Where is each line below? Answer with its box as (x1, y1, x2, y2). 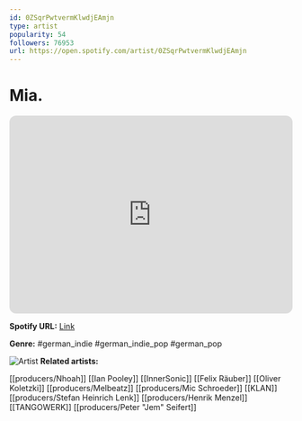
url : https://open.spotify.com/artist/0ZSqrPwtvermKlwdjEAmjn (9, 47, 247, 56)
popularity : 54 (9, 30, 67, 39)
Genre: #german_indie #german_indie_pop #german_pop (9, 338, 223, 349)
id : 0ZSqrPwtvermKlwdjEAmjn (9, 13, 115, 22)
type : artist (9, 22, 58, 31)
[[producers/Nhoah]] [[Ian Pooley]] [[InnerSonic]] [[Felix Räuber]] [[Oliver (9, 373, 281, 384)
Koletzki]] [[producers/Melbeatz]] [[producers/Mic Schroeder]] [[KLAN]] (9, 383, 278, 394)
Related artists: (40, 356, 99, 367)
